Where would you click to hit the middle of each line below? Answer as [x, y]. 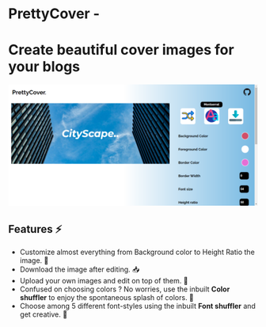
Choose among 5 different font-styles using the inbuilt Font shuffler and [137, 306]
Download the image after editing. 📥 [80, 269]
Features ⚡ [35, 229]
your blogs [44, 67]
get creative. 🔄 [44, 314]
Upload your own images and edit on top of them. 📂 [104, 281]
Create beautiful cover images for [122, 50]
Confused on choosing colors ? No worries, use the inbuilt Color [125, 289]
